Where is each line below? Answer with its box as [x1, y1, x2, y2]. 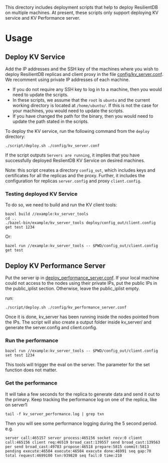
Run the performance [5, 337, 59, 344]
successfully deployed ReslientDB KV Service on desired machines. [5, 158, 145, 163]
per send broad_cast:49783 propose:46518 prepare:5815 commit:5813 [5, 444, 149, 449]
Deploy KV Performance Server [5, 261, 106, 270]
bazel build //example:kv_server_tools [5, 211, 89, 217]
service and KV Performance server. [5, 15, 80, 21]
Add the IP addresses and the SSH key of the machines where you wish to [5, 66, 159, 72]
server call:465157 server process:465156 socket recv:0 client [5, 435, 142, 440]
